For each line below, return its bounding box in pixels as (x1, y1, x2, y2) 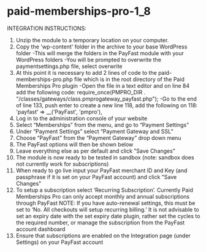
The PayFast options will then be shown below (15, 140, 134, 148)
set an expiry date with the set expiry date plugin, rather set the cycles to (15, 212, 200, 220)
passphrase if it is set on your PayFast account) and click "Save (15, 173, 177, 180)
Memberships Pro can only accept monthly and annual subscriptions (15, 193, 189, 200)
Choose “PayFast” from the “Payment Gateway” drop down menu (15, 134, 181, 142)
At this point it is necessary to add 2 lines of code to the (15, 69, 157, 76)
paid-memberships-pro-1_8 (7, 4, 151, 18)
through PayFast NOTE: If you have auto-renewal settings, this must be (15, 199, 196, 207)
